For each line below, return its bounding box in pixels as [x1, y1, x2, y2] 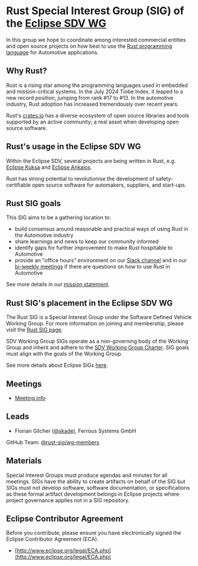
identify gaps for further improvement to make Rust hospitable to [14, 244, 173, 252]
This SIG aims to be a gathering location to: [6, 214, 111, 221]
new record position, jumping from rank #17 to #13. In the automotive [6, 94, 173, 101]
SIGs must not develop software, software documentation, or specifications [6, 484, 190, 491]
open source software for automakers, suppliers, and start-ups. [32, 181, 187, 188]
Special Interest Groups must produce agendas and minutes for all [6, 471, 167, 479]
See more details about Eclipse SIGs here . [6, 362, 108, 369]
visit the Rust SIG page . [6, 326, 63, 333]
